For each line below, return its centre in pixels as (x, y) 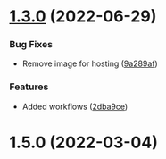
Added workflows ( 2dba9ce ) (75, 106)
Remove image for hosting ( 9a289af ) (90, 63)
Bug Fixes (31, 45)
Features (29, 87)
